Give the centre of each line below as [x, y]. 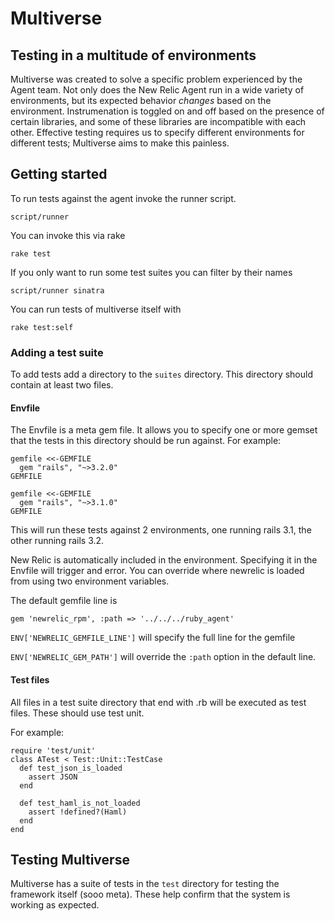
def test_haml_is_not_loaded [80, 803]
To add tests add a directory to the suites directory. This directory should [161, 374]
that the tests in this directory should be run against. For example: [146, 441]
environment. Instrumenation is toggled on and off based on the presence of [167, 111]
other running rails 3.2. [57, 541]
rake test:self [42, 327]
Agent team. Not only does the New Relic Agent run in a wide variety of [157, 90]
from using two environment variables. [90, 581]
